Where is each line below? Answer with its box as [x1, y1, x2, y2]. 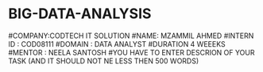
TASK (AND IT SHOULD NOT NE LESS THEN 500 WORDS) [8, 56, 199, 66]
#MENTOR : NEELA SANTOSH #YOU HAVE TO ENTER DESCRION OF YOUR [8, 47, 255, 57]
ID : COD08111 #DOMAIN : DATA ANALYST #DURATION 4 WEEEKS [8, 39, 226, 48]
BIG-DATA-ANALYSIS [8, 5, 152, 23]
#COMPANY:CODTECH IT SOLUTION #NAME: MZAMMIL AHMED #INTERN [8, 31, 254, 40]
